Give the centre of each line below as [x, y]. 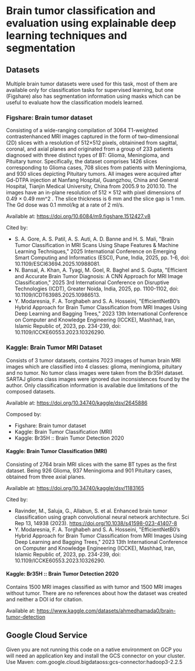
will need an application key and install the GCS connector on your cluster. [96, 655]
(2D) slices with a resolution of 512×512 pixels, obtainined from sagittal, [92, 143]
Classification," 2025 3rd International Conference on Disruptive [92, 283]
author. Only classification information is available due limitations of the [92, 385]
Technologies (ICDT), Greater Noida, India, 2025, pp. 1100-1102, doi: [96, 289]
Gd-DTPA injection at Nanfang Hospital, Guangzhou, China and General [92, 180]
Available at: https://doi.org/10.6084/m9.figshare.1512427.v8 [78, 216]
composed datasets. [31, 391]
